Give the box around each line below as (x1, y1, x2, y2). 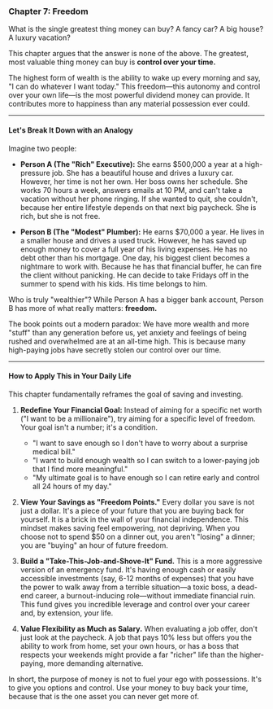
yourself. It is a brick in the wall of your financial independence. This (19, 514, 249, 524)
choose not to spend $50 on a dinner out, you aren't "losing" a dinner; (19, 532, 256, 541)
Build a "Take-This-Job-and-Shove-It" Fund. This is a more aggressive (19, 556, 262, 566)
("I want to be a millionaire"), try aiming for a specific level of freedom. (19, 414, 256, 423)
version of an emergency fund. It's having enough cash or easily (19, 564, 236, 575)
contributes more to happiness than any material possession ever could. (8, 99, 250, 109)
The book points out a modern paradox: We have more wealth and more (8, 319, 249, 329)
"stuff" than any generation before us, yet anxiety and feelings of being (8, 327, 247, 337)
